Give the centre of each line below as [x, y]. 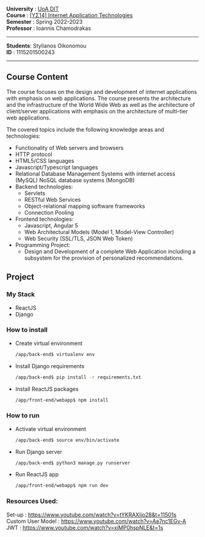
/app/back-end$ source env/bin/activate [67, 440]
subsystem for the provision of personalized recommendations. [104, 258]
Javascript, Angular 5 [51, 226]
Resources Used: [32, 501]
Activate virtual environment [51, 429]
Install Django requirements [50, 366]
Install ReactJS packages [47, 389]
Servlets [35, 193]
